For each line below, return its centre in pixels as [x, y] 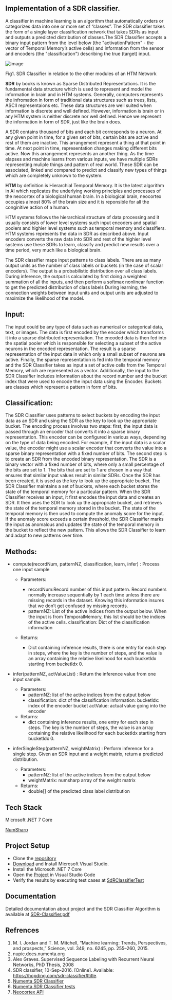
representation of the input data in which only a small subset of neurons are [85, 354]
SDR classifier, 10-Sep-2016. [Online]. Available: [63, 970]
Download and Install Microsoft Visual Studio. [61, 864]
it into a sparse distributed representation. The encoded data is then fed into [86, 338]
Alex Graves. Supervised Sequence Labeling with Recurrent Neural [84, 959]
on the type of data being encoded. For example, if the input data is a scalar [85, 443]
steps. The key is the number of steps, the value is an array [91, 728]
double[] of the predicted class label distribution [79, 791]
